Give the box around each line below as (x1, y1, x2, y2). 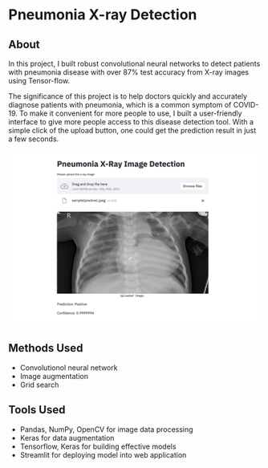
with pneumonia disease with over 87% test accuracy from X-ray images (8, 67, 250, 77)
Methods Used (8, 341, 83, 355)
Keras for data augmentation (19, 433, 115, 442)
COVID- (233, 100, 259, 109)
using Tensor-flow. (8, 76, 71, 85)
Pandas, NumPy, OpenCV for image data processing (19, 424, 194, 434)
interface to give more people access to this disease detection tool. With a (8, 117, 254, 126)
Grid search (19, 380, 59, 389)
